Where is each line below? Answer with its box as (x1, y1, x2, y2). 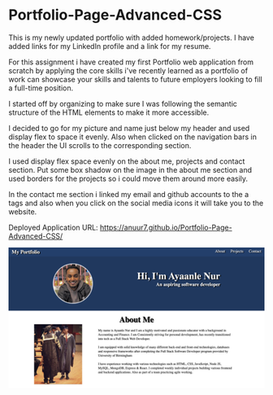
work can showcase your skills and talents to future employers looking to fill (8, 74, 262, 84)
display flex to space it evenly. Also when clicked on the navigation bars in (8, 132, 258, 142)
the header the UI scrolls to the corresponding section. (8, 140, 192, 150)
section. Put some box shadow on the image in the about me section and (8, 165, 253, 174)
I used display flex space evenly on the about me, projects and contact (8, 156, 245, 166)
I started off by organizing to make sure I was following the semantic (8, 99, 238, 108)
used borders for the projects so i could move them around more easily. (8, 173, 249, 183)
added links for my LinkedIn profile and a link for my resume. (8, 41, 211, 50)
